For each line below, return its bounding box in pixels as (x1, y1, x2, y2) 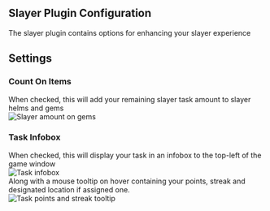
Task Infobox (8, 131, 61, 143)
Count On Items (8, 76, 72, 88)
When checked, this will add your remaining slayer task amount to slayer (8, 94, 251, 104)
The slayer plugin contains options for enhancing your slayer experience (8, 28, 251, 37)
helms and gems (8, 103, 64, 113)
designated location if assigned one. (8, 184, 130, 194)
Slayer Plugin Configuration (8, 6, 152, 20)
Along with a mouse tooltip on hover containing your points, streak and (8, 176, 246, 186)
